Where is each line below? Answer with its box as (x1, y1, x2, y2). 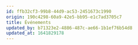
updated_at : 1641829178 (6, 30, 65, 36)
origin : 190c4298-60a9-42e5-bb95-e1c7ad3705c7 (6, 14, 122, 20)
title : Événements (6, 19, 51, 25)
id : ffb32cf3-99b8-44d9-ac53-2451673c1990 (6, 8, 112, 15)
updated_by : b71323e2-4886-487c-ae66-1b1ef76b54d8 (6, 25, 133, 31)
